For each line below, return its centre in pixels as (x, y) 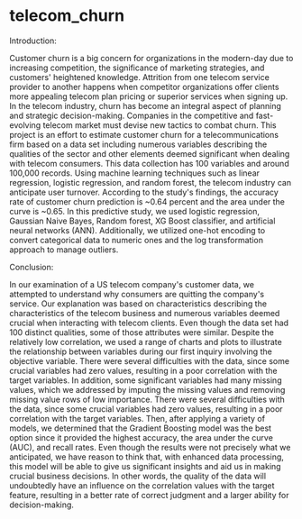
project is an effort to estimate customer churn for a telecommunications (144, 134)
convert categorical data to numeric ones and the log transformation (137, 240)
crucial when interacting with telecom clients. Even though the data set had (149, 323)
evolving (25, 125)
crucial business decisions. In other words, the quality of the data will (138, 476)
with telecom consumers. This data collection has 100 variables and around (150, 163)
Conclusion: (32, 267)
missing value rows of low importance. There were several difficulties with (147, 399)
